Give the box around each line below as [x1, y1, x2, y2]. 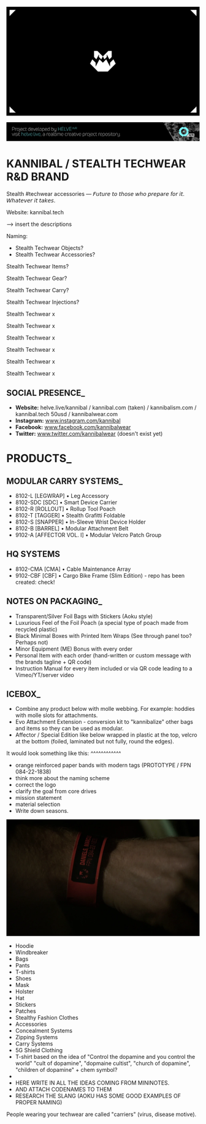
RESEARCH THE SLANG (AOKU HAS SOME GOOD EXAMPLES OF [15, 1092, 181, 1099]
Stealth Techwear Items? [6, 263, 69, 270]
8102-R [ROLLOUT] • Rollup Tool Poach [15, 505, 116, 513]
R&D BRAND [6, 170, 69, 184]
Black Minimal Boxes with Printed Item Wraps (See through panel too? [15, 632, 192, 639]
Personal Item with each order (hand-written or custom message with [15, 651, 191, 659]
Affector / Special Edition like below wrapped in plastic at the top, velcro [15, 731, 197, 738]
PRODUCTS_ [6, 452, 72, 465]
